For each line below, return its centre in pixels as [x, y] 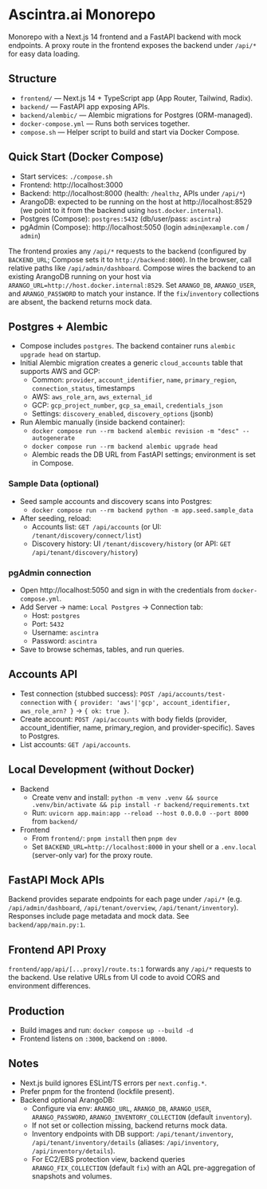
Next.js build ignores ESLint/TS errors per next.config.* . [113, 1083]
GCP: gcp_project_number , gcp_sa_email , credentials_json [127, 405]
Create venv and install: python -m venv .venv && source [125, 797]
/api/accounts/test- [192, 694]
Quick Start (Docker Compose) [86, 157]
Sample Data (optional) [54, 484]
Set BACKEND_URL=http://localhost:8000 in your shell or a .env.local [144, 846]
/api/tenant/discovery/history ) [85, 552]
